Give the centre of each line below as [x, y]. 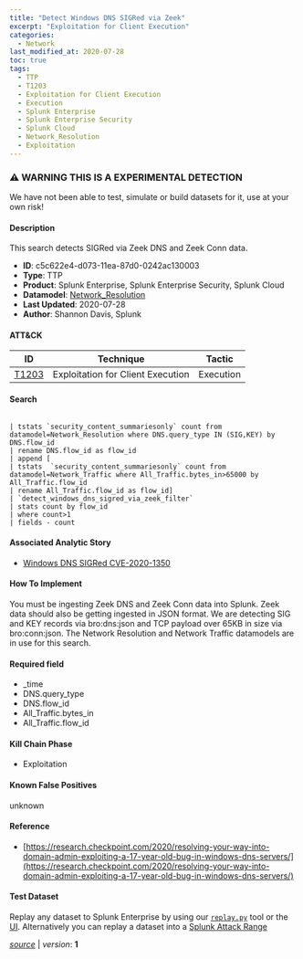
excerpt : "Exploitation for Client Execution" [99, 26]
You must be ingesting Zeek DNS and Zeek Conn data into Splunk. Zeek [145, 605]
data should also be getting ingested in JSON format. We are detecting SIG [150, 614]
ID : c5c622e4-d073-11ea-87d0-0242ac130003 [111, 266]
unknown [27, 806]
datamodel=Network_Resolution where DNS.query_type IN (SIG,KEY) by [142, 435]
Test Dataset [34, 897]
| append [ [30, 458]
